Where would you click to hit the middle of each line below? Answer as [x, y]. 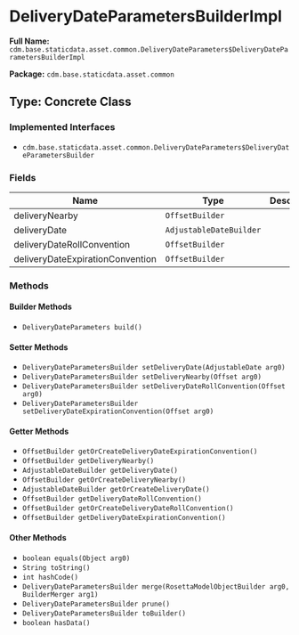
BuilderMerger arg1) [60, 594]
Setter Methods [39, 347]
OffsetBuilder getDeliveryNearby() [88, 461]
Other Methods [38, 538]
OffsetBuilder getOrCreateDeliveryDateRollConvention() [128, 509]
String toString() [56, 567]
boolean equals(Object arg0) [76, 558]
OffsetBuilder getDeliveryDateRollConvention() [112, 499]
